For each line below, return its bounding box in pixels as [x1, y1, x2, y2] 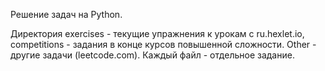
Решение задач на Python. [10, 9, 123, 20]
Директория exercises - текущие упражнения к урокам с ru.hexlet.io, [10, 28, 305, 39]
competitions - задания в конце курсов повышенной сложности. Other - [10, 39, 317, 50]
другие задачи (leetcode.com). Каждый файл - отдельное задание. [10, 49, 295, 61]
